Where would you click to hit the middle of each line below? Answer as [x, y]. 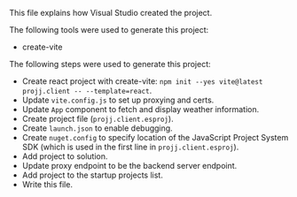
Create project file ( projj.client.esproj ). [98, 119]
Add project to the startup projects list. [93, 175]
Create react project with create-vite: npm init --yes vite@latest [142, 81]
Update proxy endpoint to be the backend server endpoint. [129, 166]
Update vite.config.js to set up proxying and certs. [118, 100]
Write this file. [47, 184]
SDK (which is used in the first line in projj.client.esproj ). [130, 147]
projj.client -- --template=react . [87, 91]
